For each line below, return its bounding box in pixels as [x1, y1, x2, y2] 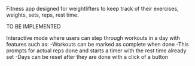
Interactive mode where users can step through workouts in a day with [6, 34, 181, 41]
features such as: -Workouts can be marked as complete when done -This [6, 41, 189, 48]
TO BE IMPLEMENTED [6, 23, 61, 30]
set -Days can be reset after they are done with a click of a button [6, 54, 169, 60]
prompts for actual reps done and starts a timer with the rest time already [6, 47, 187, 54]
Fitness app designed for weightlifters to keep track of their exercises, [6, 5, 179, 12]
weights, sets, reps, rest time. [6, 11, 79, 18]
